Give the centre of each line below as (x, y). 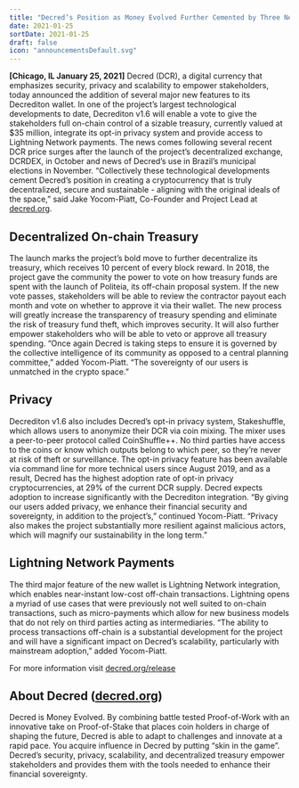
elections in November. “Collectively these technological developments (140, 171)
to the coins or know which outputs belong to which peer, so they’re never (145, 449)
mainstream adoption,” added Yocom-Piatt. (88, 651)
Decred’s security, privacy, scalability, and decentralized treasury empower (147, 755)
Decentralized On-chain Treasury (104, 237)
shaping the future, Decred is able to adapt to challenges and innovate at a (146, 736)
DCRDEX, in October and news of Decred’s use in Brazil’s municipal (133, 161)
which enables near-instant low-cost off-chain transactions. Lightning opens (149, 594)
